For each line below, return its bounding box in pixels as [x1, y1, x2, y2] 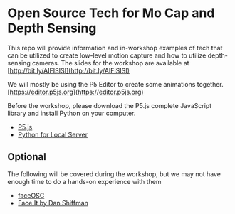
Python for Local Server [17, 130, 88, 139]
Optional [7, 151, 46, 163]
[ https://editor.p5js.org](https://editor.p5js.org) [7, 87, 144, 96]
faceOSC [17, 191, 45, 200]
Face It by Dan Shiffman [17, 198, 89, 207]
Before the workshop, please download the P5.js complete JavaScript [7, 101, 212, 109]
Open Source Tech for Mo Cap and [7, 5, 215, 21]
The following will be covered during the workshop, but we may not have [7, 169, 221, 178]
